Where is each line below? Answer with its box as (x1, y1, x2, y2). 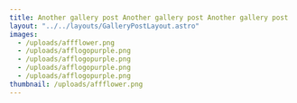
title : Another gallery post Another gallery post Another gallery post (9, 13, 289, 22)
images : (9, 30, 39, 39)
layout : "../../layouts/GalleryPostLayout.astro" (9, 21, 200, 30)
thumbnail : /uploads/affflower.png (9, 80, 144, 89)
